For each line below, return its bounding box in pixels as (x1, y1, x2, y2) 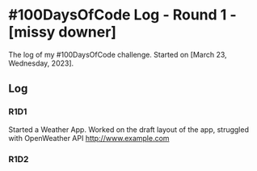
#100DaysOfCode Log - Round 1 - (8, 6, 237, 24)
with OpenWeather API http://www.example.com (8, 133, 170, 143)
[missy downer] (8, 23, 117, 41)
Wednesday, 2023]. (8, 58, 74, 68)
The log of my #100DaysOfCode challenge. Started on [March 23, (8, 49, 228, 59)
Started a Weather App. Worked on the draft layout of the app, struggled (8, 124, 249, 135)
